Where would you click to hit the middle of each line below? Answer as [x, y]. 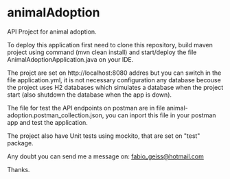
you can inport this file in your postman [161, 115]
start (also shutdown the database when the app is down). [90, 95]
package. [20, 143]
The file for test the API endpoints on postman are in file [86, 108]
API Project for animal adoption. [52, 32]
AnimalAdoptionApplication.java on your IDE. [70, 59]
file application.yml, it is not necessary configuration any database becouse [114, 80]
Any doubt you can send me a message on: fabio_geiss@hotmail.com [106, 156]
